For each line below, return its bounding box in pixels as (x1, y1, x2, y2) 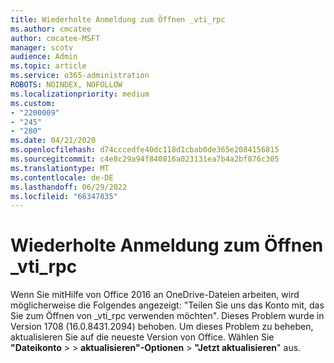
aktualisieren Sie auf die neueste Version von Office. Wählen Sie (10, 331, 275, 343)
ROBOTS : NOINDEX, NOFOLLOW (10, 80, 123, 90)
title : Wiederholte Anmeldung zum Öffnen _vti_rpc (10, 14, 226, 25)
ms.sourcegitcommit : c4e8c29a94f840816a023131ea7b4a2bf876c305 (10, 154, 280, 164)
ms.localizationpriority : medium (10, 89, 150, 99)
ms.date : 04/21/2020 (10, 136, 97, 146)
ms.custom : (10, 98, 56, 108)
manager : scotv (10, 42, 74, 53)
